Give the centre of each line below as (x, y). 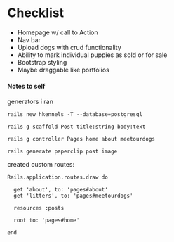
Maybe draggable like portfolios (63, 70)
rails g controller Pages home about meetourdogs (81, 139)
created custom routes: (41, 165)
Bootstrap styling (42, 62)
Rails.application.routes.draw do (58, 177)
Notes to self (26, 86)
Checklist (36, 13)
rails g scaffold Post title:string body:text (76, 127)
